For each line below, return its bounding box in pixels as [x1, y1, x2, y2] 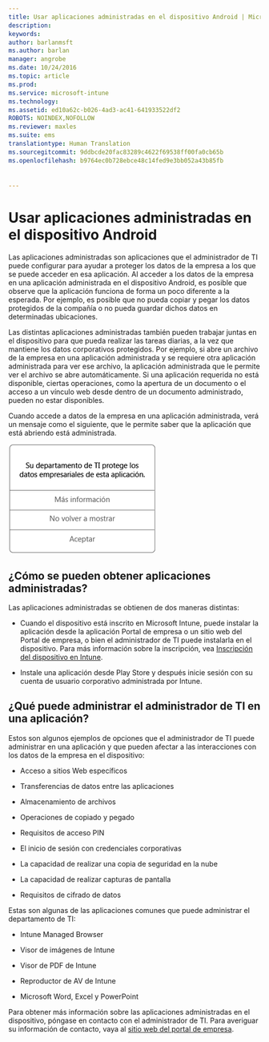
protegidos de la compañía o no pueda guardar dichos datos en [8, 304, 219, 313]
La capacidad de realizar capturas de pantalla [19, 874, 171, 884]
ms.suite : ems [8, 131, 56, 139]
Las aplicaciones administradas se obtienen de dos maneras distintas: [8, 603, 240, 612]
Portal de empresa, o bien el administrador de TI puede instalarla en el [19, 635, 252, 645]
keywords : [8, 30, 42, 38]
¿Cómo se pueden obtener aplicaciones [8, 569, 211, 582]
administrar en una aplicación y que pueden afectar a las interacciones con [8, 742, 257, 751]
